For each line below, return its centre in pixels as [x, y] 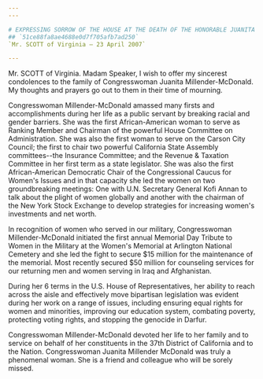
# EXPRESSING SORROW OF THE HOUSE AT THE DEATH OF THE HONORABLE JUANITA [132, 29]
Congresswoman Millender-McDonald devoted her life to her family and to [129, 335]
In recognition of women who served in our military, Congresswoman [120, 230]
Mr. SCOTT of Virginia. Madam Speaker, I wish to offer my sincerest [118, 74]
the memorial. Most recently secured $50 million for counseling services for [131, 263]
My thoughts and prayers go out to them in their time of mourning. [115, 90]
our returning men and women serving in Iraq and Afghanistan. [110, 271]
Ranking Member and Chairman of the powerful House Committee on [121, 131]
